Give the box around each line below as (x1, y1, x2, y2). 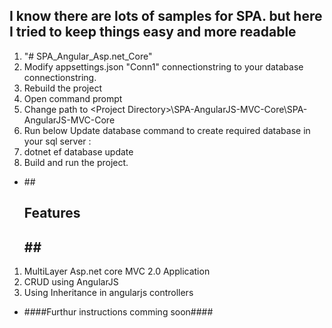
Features (23, 205, 81, 222)
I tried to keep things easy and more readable (9, 24, 297, 41)
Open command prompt (23, 92, 123, 104)
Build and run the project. (23, 156, 129, 168)
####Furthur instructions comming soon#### (23, 306, 214, 318)
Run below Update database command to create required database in (23, 124, 311, 136)
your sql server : (23, 135, 92, 147)
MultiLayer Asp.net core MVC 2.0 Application (23, 265, 211, 278)
